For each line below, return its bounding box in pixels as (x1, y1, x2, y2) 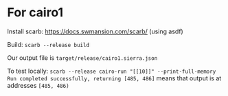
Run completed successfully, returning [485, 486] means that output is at (7, 74, 222, 82)
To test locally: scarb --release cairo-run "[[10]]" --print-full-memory (7, 67, 216, 75)
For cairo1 (7, 5, 64, 20)
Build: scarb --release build (7, 40, 90, 48)
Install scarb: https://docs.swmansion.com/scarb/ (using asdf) (7, 27, 183, 35)
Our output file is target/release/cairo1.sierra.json (7, 53, 158, 62)
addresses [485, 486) (7, 81, 70, 89)
